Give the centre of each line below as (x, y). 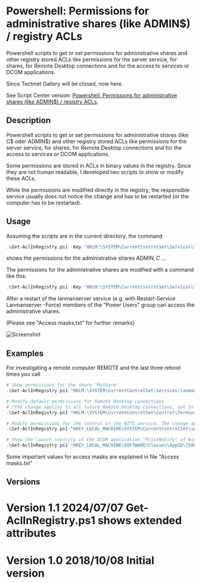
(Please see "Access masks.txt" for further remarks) (71, 323)
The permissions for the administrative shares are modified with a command (100, 270)
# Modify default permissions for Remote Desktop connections (85, 401)
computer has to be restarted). (44, 202)
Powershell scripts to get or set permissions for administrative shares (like (97, 135)
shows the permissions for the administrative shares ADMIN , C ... (86, 258)
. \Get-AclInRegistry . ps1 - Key (44, 247)
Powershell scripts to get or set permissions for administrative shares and (97, 53)
